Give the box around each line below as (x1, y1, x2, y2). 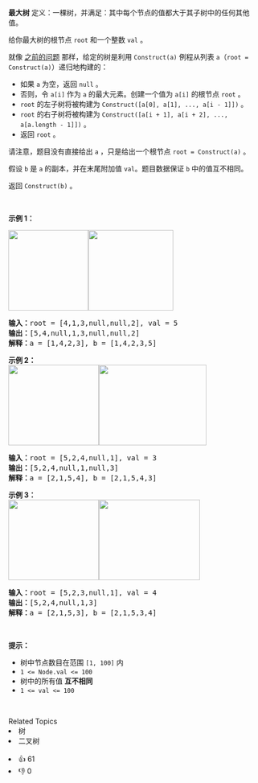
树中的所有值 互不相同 (19, 676, 93, 686)
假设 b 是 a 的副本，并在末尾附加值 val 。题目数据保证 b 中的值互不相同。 (8, 164, 248, 173)
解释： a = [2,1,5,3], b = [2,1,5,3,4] (8, 608, 157, 617)
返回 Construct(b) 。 (8, 181, 77, 190)
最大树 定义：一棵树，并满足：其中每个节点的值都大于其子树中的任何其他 (8, 8, 250, 17)
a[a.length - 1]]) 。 (19, 120, 91, 129)
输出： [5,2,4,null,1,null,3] (8, 464, 119, 472)
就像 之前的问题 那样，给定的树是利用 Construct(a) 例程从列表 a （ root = (8, 52, 249, 61)
